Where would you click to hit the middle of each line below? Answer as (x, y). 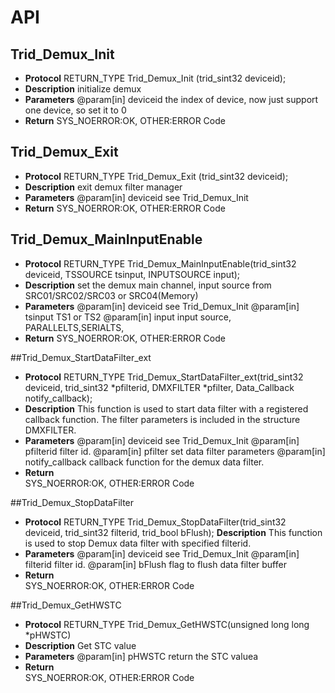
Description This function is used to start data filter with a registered (166, 408)
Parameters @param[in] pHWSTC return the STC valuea (141, 656)
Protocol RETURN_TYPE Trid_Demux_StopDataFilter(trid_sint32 (155, 522)
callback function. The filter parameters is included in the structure (162, 419)
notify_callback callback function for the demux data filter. (144, 462)
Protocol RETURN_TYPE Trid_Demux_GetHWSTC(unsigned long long (167, 624)
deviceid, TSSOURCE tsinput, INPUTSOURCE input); (132, 274)
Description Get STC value (80, 645)
